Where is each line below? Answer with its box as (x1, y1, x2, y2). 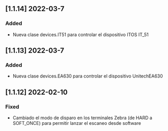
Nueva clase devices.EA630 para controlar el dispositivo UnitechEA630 (12, 73, 163, 79)
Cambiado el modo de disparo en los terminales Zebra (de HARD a (12, 115, 153, 121)
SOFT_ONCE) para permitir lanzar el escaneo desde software (12, 120, 142, 126)
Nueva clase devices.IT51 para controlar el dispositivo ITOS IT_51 (12, 31, 149, 38)
